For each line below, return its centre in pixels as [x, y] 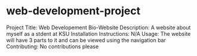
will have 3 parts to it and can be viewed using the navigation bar [86, 40]
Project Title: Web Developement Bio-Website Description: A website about [98, 27]
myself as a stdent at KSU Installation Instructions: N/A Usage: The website [98, 33]
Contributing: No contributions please [53, 46]
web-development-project [73, 11]
